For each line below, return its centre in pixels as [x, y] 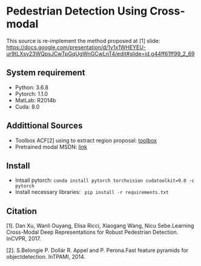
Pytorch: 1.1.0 [31, 94]
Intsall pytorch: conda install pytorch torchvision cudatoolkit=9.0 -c [105, 181]
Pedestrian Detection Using [77, 11]
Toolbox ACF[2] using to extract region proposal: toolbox [86, 140]
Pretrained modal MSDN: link [51, 147]
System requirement [46, 73]
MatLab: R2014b [35, 100]
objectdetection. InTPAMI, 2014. [46, 257]
